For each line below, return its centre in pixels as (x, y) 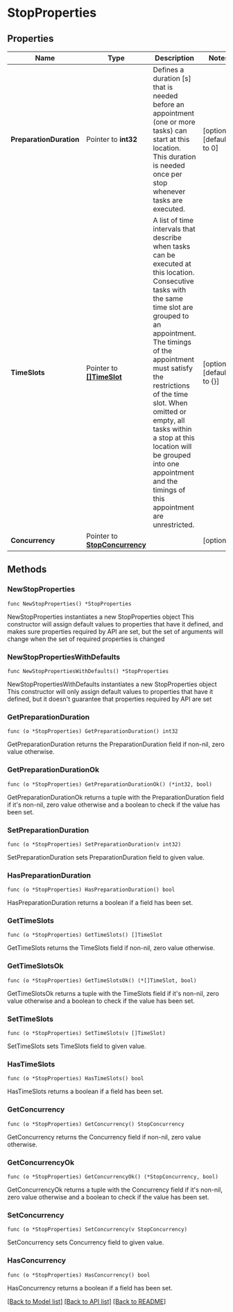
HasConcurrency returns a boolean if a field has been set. (90, 1288)
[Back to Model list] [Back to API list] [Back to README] (87, 1301)
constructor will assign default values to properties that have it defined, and (115, 624)
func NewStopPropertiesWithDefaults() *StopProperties (88, 671)
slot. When (171, 403)
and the (165, 481)
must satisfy (173, 368)
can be (164, 255)
